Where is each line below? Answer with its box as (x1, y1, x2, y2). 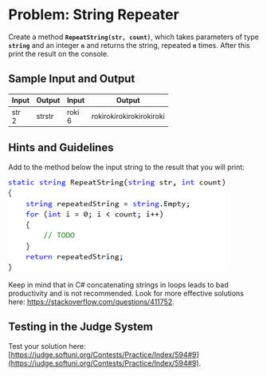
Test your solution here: (8, 341, 86, 350)
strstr (36, 112, 54, 121)
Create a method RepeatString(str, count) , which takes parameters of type (8, 32, 259, 42)
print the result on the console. (8, 49, 109, 58)
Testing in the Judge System (8, 320, 154, 334)
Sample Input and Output (8, 72, 135, 85)
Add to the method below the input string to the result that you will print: (8, 162, 245, 172)
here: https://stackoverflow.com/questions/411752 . (8, 297, 175, 307)
